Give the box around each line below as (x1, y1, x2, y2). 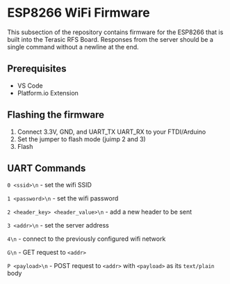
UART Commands (7, 162, 86, 174)
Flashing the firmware (7, 109, 104, 121)
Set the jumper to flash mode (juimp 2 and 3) (17, 134, 146, 143)
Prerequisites (7, 63, 67, 74)
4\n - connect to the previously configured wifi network (7, 235, 166, 243)
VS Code (17, 81, 43, 90)
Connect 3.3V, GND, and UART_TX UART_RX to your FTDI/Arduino (17, 127, 206, 136)
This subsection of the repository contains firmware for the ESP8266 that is (7, 28, 224, 36)
